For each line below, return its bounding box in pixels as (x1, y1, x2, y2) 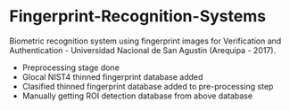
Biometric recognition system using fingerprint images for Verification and (9, 35, 282, 46)
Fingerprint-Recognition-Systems (9, 6, 266, 27)
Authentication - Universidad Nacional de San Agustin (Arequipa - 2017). (9, 44, 277, 55)
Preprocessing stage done (21, 62, 120, 73)
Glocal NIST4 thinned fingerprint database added (21, 71, 203, 82)
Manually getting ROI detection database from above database (21, 90, 253, 101)
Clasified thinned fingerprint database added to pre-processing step (21, 81, 274, 91)
